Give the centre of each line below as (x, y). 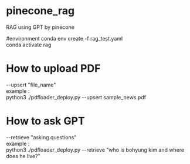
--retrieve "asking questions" (41, 137)
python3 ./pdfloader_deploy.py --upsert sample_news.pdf (76, 97)
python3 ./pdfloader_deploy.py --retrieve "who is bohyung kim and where (95, 150)
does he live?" (23, 156)
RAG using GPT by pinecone (40, 27)
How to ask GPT (45, 121)
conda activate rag (29, 45)
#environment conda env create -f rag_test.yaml (65, 38)
